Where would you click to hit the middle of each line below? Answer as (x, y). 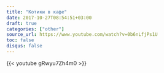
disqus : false (25, 46)
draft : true (21, 23)
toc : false (20, 40)
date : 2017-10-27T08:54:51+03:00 (49, 18)
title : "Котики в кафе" (37, 12)
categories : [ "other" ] (35, 29)
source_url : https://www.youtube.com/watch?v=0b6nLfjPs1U (82, 35)
